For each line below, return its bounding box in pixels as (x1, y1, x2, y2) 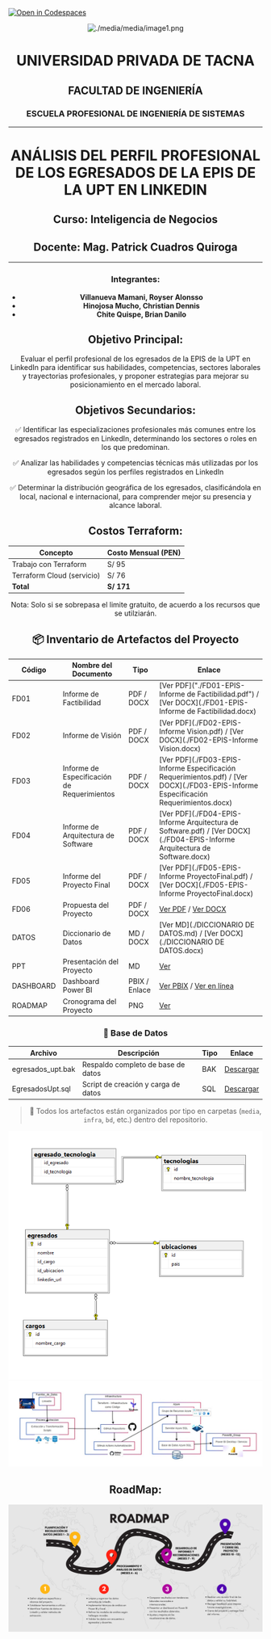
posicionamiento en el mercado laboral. (69, 380, 202, 389)
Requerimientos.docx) (159, 797, 232, 807)
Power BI (62, 986, 93, 995)
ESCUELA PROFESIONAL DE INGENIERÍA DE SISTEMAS (26, 107, 245, 119)
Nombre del (72, 661, 113, 670)
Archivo (30, 1048, 58, 1057)
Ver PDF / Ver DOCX (159, 905, 227, 914)
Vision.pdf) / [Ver (186, 726, 244, 736)
